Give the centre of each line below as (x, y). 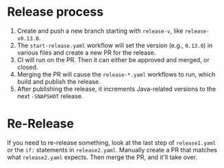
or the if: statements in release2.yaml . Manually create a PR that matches (112, 150)
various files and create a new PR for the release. (86, 53)
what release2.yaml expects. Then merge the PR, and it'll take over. (102, 157)
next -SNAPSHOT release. (50, 96)
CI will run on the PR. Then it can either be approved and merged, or (113, 59)
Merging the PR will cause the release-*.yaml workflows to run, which (116, 74)
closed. (27, 67)
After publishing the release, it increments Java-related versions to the (116, 89)
